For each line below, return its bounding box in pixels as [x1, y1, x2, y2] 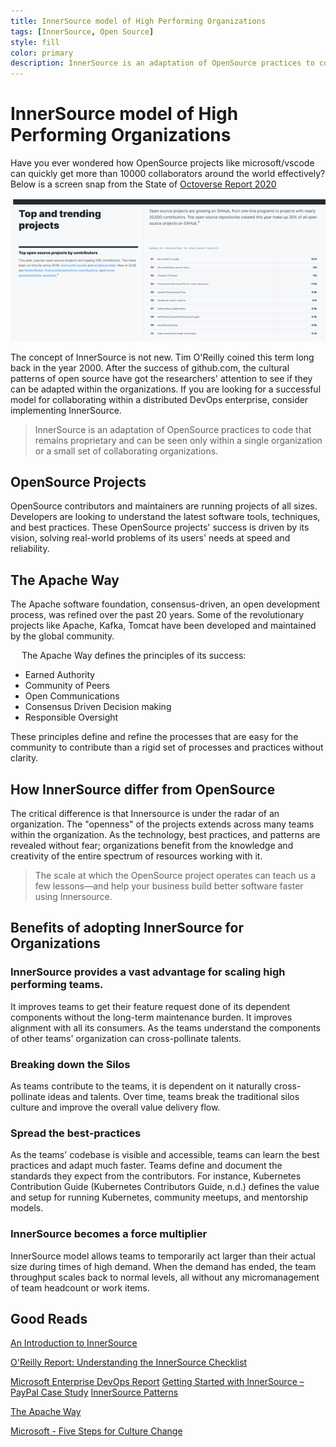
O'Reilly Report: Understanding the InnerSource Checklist [10, 1356, 248, 1369]
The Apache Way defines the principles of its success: [21, 650, 247, 662]
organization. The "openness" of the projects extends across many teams [10, 818, 315, 830]
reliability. [10, 543, 50, 555]
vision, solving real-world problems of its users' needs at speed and [10, 532, 291, 544]
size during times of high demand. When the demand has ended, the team [10, 1260, 317, 1272]
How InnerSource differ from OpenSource [10, 781, 276, 798]
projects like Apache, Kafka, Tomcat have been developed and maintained [10, 620, 317, 632]
